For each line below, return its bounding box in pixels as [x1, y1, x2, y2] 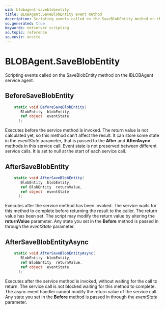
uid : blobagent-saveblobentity [5, 7, 69, 12]
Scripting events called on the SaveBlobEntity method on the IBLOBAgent [5, 72, 154, 78]
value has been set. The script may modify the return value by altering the [5, 213, 155, 219]
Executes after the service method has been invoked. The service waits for [5, 203, 157, 209]
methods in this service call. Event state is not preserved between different [5, 143, 157, 149]
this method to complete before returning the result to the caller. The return [5, 208, 158, 214]
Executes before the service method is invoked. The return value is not [5, 127, 148, 133]
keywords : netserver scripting [5, 26, 69, 31]
